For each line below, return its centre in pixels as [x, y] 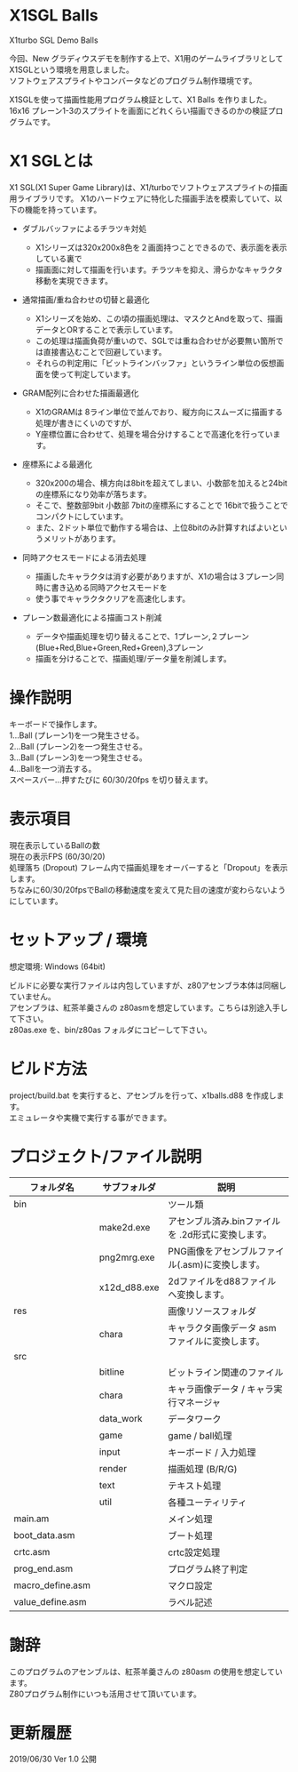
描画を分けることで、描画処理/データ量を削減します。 [133, 658]
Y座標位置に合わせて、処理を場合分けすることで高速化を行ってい [154, 434]
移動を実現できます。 [74, 280]
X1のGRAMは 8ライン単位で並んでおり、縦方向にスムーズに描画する [159, 412]
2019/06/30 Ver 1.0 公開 [53, 1759]
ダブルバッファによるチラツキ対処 [84, 229]
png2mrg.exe [127, 1257]
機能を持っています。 [63, 209]
